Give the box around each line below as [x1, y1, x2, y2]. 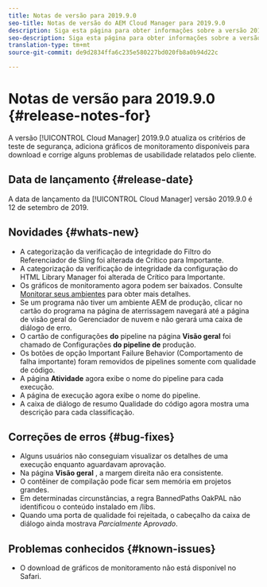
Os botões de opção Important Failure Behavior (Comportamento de [19, 348, 244, 358]
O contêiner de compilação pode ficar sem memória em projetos [19, 476, 232, 486]
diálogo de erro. [19, 323, 73, 332]
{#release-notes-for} [8, 107, 152, 125]
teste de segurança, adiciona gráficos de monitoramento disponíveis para [8, 141, 250, 151]
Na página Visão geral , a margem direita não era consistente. [19, 468, 224, 478]
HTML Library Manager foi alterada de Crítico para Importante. [19, 272, 226, 282]
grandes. [19, 485, 49, 495]
